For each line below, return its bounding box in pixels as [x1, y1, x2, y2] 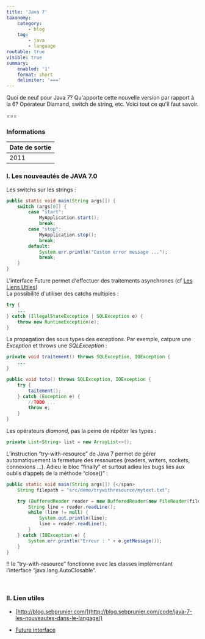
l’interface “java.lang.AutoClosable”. [6, 567, 96, 574]
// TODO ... [28, 399, 56, 405]
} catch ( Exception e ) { [17, 393, 81, 399]
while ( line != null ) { [28, 509, 88, 515]
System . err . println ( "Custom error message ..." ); [38, 249, 168, 255]
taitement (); [28, 388, 62, 394]
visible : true [6, 54, 43, 61]
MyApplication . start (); [38, 215, 99, 221]
